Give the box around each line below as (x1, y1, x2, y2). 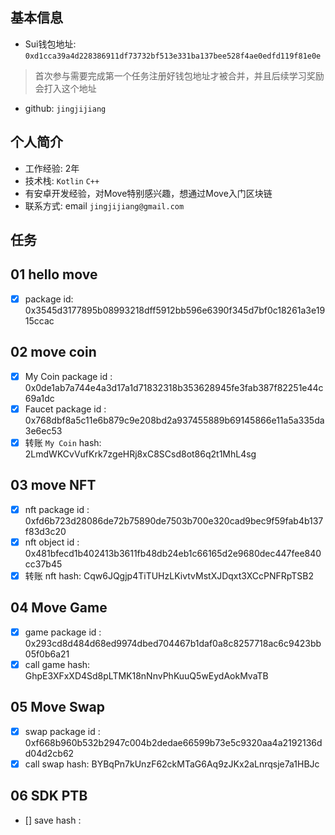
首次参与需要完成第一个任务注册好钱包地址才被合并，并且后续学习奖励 (34, 69, 325, 82)
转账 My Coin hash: (24, 436, 102, 448)
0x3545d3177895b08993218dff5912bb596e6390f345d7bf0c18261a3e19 (24, 304, 326, 316)
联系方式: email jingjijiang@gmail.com (24, 199, 185, 212)
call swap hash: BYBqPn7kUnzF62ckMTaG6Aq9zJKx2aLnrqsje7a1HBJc (24, 758, 320, 770)
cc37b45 (24, 558, 63, 570)
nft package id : (24, 503, 90, 515)
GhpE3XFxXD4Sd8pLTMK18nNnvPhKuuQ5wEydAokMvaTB (24, 669, 269, 682)
